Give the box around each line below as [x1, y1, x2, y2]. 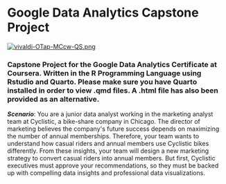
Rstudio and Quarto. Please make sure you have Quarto [7, 77, 198, 86]
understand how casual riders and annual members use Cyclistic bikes [7, 140, 209, 148]
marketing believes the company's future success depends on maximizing [7, 125, 220, 133]
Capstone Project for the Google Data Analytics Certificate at [7, 59, 217, 69]
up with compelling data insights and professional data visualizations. [7, 169, 206, 177]
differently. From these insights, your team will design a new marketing [7, 147, 209, 155]
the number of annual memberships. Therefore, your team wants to [7, 132, 200, 140]
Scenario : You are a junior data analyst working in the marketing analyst [7, 110, 214, 118]
